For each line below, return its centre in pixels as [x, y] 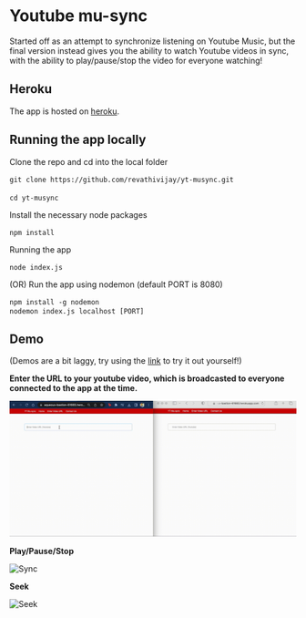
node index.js [36, 267]
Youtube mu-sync [79, 16]
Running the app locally [78, 140]
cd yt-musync [34, 198]
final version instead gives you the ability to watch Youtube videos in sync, [149, 50]
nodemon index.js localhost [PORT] [77, 311]
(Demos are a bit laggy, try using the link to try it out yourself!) [126, 361]
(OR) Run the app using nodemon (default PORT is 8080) [116, 284]
